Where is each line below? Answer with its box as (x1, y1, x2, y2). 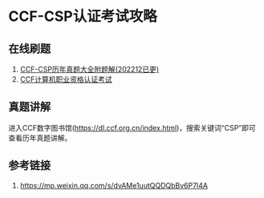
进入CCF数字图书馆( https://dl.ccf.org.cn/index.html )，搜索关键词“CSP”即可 (8, 123, 256, 132)
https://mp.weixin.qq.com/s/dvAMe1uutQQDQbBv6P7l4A (19, 180, 209, 190)
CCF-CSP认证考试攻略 (8, 7, 158, 26)
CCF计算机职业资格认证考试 (19, 75, 112, 84)
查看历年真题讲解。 (8, 133, 72, 143)
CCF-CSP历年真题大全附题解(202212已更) (19, 65, 159, 74)
